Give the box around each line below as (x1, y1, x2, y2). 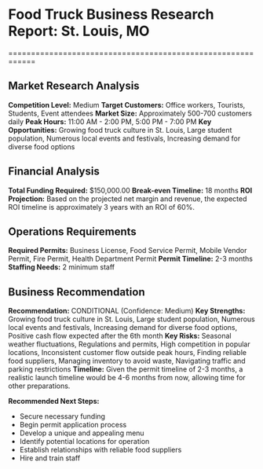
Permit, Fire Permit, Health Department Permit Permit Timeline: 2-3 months (8, 254, 254, 264)
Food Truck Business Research (8, 5, 214, 24)
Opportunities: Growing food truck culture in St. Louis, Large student (8, 125, 232, 134)
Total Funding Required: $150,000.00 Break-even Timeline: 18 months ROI (8, 185, 253, 195)
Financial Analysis (8, 165, 100, 178)
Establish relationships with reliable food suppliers (19, 445, 182, 455)
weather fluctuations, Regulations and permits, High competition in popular (8, 339, 251, 349)
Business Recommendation (8, 285, 145, 299)
